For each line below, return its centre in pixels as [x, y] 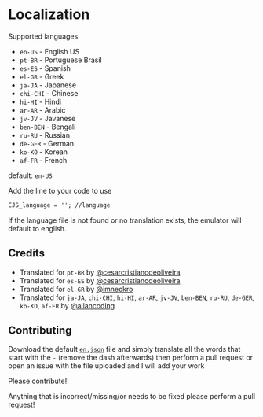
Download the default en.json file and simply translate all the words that [124, 349]
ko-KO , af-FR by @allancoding [67, 305]
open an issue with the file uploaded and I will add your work [106, 366]
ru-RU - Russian [45, 135]
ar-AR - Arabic [42, 110]
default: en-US [30, 175]
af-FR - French [43, 160]
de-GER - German [47, 143]
